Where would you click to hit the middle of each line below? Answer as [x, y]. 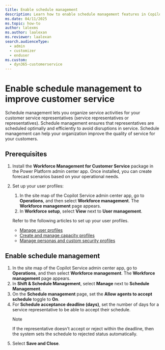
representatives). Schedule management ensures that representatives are [80, 123]
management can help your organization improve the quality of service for [80, 134]
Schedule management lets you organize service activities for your [73, 113]
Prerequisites [26, 154]
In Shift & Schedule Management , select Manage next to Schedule [81, 283]
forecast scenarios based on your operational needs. [66, 176]
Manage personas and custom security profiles [67, 241]
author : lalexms [22, 28]
